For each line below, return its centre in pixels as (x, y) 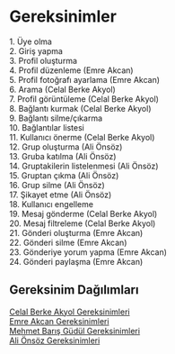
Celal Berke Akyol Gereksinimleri (70, 312)
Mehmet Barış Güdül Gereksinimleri (75, 331)
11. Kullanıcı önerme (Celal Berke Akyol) (82, 137)
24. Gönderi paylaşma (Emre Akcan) (76, 261)
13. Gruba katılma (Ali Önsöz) (63, 156)
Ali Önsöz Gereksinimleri (55, 340)
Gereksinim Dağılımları (74, 290)
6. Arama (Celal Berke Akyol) (63, 89)
